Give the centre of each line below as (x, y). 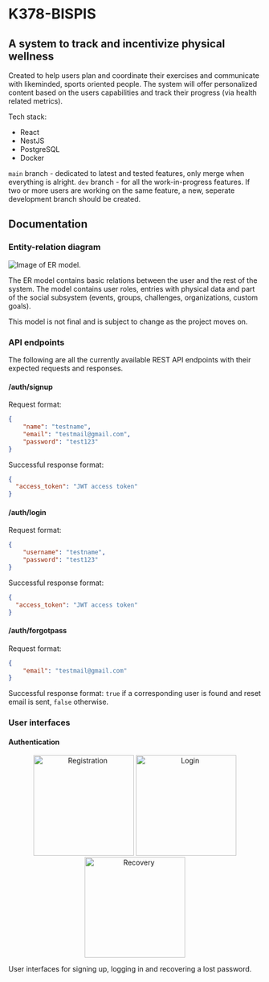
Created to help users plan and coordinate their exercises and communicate (134, 76)
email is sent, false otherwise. (59, 702)
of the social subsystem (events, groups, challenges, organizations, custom (133, 297)
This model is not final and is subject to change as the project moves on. (128, 321)
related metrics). (35, 101)
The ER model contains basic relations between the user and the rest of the (133, 280)
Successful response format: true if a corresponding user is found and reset (134, 694)
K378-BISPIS (52, 14)
